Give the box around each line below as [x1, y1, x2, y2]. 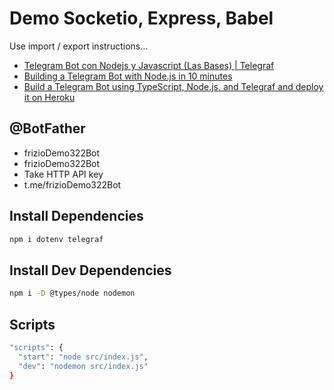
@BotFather [9, 120, 86, 137]
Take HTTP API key [23, 168, 104, 180]
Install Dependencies [9, 208, 144, 225]
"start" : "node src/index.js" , [18, 352, 149, 362]
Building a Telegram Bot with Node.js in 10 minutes [23, 70, 233, 82]
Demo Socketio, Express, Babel [9, 7, 274, 30]
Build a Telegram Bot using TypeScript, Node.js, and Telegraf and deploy [23, 80, 324, 92]
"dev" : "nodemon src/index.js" [18, 361, 149, 371]
